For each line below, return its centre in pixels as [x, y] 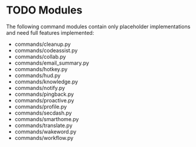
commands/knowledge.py [46, 81]
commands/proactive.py [44, 100]
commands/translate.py [43, 125]
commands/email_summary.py [52, 63]
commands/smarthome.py [47, 119]
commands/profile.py [41, 106]
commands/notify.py [40, 88]
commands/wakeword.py [45, 131]
